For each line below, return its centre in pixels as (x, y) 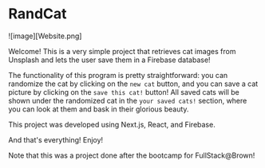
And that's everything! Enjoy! (56, 139)
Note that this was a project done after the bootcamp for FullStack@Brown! (132, 155)
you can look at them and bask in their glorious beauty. (99, 109)
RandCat (38, 14)
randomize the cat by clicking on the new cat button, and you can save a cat (133, 84)
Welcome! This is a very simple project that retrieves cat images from (122, 51)
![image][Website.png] (45, 36)
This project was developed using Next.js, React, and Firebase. (112, 124)
